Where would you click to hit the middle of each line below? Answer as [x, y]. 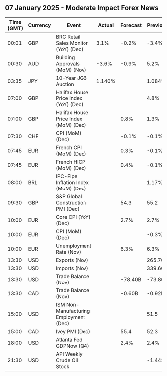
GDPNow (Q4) [72, 346]
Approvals [67, 63]
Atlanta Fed [69, 339]
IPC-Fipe [66, 176]
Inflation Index [72, 182]
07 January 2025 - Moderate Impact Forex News [82, 8]
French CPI [69, 147]
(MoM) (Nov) [71, 70]
